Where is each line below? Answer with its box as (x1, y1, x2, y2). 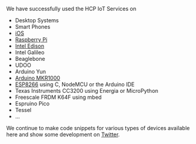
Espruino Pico (14, 100, 50, 107)
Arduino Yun (14, 68, 46, 75)
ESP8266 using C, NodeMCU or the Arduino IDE (14, 81, 134, 88)
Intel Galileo (14, 49, 45, 56)
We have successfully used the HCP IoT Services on (6, 5, 137, 12)
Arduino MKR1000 (14, 75, 60, 81)
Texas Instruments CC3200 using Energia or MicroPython (14, 87, 159, 94)
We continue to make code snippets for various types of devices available (6, 125, 190, 131)
